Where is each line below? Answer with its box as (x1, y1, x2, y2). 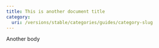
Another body (6, 36, 40, 43)
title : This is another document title (6, 8, 105, 15)
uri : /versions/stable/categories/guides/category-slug (11, 19, 153, 25)
